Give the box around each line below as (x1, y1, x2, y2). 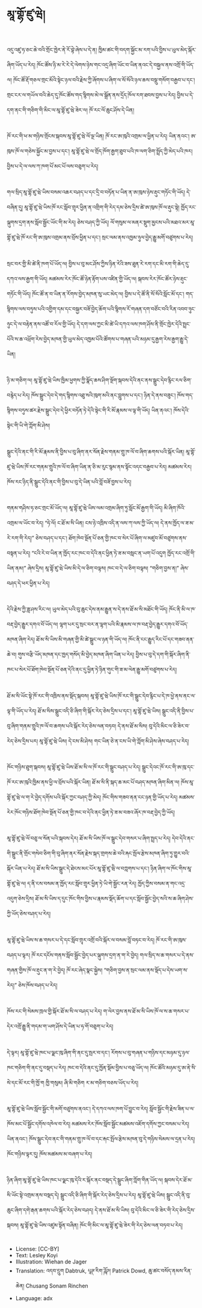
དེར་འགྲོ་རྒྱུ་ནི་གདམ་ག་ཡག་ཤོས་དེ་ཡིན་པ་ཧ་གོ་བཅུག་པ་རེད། (7, 1023, 114, 1030)
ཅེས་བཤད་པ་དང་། (35, 534, 68, 541)
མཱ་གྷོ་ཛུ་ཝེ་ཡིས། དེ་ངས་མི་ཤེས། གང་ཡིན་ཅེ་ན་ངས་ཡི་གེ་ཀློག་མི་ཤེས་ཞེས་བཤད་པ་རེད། (39, 737, 189, 744)
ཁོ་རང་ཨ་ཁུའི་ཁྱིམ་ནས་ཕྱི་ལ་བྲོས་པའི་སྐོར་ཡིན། (7, 779, 91, 786)
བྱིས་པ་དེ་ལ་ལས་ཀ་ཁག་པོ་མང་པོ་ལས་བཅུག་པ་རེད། (7, 162, 99, 169)
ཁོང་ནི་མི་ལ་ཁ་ (168, 606, 196, 613)
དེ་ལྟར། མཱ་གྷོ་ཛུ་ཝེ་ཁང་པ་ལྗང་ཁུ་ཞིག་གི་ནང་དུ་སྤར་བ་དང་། (7, 1049, 110, 1056)
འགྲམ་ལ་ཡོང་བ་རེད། (7, 519, 44, 526)
